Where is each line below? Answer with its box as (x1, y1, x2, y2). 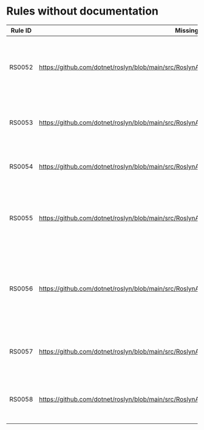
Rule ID (10, 26, 32, 35)
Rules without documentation (6, 4, 159, 18)
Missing (175, 26, 199, 35)
